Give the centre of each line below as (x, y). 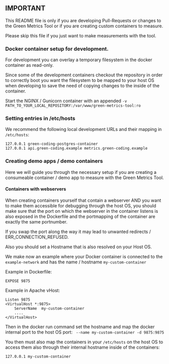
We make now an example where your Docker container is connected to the (84, 256)
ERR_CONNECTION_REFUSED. (37, 237)
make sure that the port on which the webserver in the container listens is (82, 211)
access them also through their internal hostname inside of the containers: (82, 347)
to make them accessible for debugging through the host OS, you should (81, 206)
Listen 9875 (18, 300)
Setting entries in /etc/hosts (40, 118)
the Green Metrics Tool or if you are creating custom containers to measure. (84, 26)
